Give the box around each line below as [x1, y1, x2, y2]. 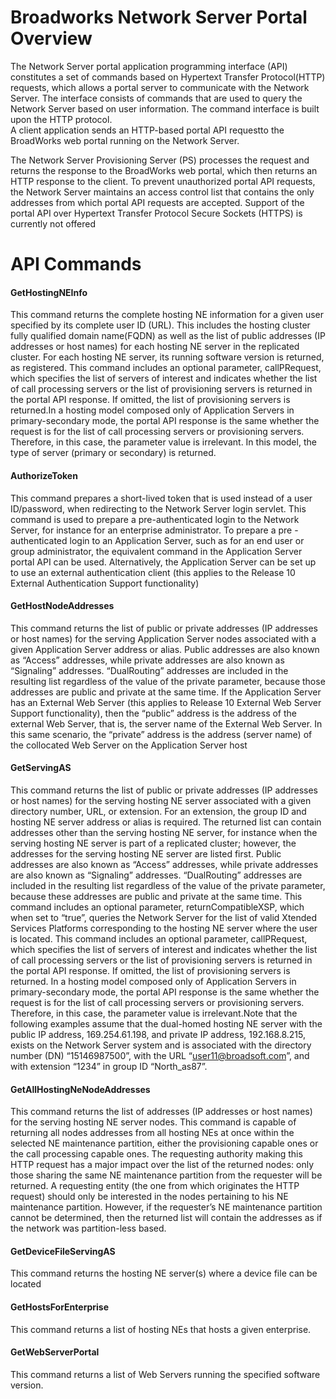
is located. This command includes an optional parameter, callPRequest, [10, 932, 308, 945]
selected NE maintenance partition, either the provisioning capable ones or [10, 1137, 319, 1150]
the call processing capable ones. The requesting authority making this [10, 1148, 303, 1160]
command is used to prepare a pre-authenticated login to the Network [10, 513, 300, 525]
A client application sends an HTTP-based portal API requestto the [10, 124, 285, 136]
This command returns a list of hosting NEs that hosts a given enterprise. [10, 1323, 312, 1335]
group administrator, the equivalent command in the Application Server [10, 545, 303, 557]
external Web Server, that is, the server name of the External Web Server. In [10, 717, 323, 730]
